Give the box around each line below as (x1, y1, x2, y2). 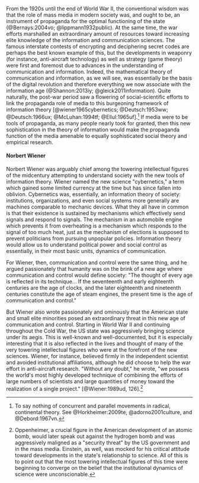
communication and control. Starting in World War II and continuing (6, 321, 171, 328)
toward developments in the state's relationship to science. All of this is (14, 452, 188, 459)
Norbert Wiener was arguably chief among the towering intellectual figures (6, 165, 189, 172)
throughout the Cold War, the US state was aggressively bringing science (6, 327, 185, 334)
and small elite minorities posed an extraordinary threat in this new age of (6, 314, 185, 321)
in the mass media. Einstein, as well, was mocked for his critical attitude (14, 445, 190, 452)
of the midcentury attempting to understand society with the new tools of (6, 172, 185, 179)
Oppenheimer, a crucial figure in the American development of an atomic (14, 426, 192, 433)
